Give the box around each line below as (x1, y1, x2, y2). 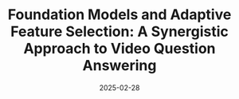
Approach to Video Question (23, 40, 216, 57)
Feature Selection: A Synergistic (10, 22, 229, 41)
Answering (82, 57, 157, 75)
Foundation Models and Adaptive (7, 6, 232, 24)
